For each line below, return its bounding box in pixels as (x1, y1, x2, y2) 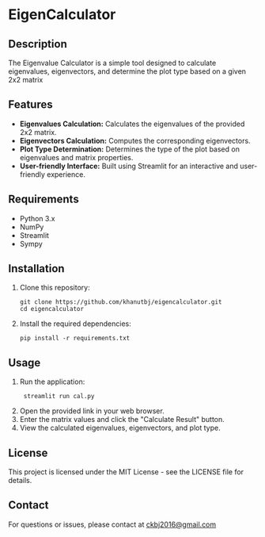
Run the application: (19, 377, 85, 386)
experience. (47, 169, 85, 179)
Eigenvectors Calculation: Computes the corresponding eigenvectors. (19, 136, 251, 145)
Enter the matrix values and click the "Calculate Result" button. (19, 415, 225, 424)
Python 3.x (19, 213, 55, 223)
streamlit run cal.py (23, 393, 95, 401)
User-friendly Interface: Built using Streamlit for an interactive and (19, 161, 239, 171)
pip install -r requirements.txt (19, 335, 131, 343)
